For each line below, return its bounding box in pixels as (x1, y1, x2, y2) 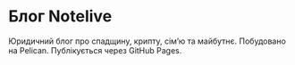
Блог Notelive (8, 6, 113, 27)
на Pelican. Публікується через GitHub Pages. (8, 45, 182, 55)
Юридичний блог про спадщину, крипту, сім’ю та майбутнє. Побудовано (8, 36, 287, 46)
